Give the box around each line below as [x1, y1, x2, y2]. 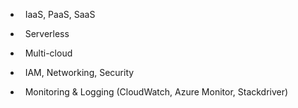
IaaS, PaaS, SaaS [24, 9, 96, 20]
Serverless [24, 28, 70, 39]
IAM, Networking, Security [24, 67, 135, 78]
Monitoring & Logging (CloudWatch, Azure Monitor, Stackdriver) [24, 86, 289, 98]
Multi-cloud [24, 47, 73, 59]
